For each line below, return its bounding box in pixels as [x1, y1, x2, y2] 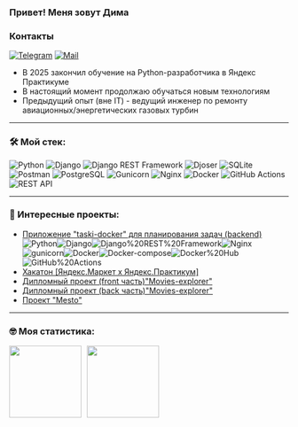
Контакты [9, 29, 55, 42]
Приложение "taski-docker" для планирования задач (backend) [21, 229, 263, 239]
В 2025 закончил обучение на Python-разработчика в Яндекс [21, 67, 256, 78]
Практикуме [21, 77, 69, 88]
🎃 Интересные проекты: [9, 208, 120, 221]
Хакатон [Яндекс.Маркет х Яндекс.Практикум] [21, 266, 200, 276]
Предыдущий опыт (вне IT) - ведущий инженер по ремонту [21, 96, 248, 106]
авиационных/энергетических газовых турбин [21, 105, 200, 116]
